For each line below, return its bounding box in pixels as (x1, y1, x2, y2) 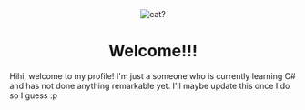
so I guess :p (9, 90, 57, 101)
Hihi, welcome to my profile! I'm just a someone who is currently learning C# (9, 70, 296, 81)
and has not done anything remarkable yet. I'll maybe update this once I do (9, 80, 290, 91)
